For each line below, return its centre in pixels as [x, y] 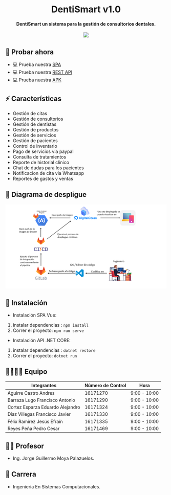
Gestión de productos [36, 130]
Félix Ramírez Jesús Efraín [35, 421]
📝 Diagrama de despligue [46, 195]
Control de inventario [35, 146]
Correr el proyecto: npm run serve [48, 330]
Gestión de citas [30, 114]
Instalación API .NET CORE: [41, 340]
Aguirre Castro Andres [31, 393]
